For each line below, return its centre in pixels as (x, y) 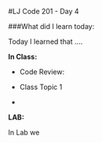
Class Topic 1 (41, 87)
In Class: (23, 57)
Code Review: (42, 72)
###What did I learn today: (51, 26)
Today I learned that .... (46, 41)
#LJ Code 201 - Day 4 (44, 11)
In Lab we (24, 132)
